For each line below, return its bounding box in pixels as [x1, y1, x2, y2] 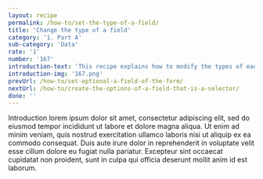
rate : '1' [8, 48, 41, 56]
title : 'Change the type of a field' [8, 26, 131, 34]
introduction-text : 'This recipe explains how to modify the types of [8, 63, 243, 71]
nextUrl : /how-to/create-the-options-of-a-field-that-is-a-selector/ [8, 84, 240, 93]
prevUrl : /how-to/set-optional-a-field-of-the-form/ [8, 77, 184, 85]
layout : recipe [8, 11, 58, 20]
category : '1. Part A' [8, 33, 82, 42]
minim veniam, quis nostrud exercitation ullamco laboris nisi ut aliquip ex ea [8, 130, 252, 140]
